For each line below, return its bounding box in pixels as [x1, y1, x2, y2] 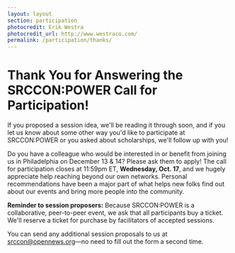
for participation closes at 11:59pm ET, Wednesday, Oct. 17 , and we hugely [7, 164, 226, 174]
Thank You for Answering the [7, 67, 183, 84]
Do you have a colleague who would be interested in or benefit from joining [7, 150, 227, 158]
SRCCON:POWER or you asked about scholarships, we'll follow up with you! [7, 136, 229, 145]
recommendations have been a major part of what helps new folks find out [7, 180, 225, 189]
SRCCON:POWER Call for [7, 82, 158, 99]
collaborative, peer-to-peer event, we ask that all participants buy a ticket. [7, 208, 224, 217]
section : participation [7, 17, 78, 24]
